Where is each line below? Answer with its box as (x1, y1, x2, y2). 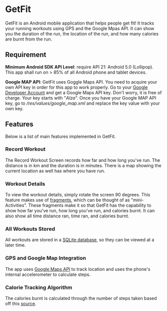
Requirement (5, 51, 46, 59)
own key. (5, 105, 24, 111)
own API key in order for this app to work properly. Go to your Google (5, 84, 148, 90)
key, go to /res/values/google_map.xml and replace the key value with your (5, 100, 160, 106)
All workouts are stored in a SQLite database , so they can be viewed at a (5, 237, 154, 243)
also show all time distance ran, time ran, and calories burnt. (5, 213, 129, 219)
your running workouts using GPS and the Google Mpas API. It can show (5, 25, 154, 31)
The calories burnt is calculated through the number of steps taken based (5, 295, 157, 301)
